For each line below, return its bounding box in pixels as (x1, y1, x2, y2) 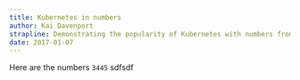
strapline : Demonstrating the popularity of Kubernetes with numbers (9, 29, 274, 38)
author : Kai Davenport (9, 21, 94, 30)
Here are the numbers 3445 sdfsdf (9, 62, 134, 73)
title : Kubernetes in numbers (9, 12, 122, 22)
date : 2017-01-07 (9, 37, 74, 47)
